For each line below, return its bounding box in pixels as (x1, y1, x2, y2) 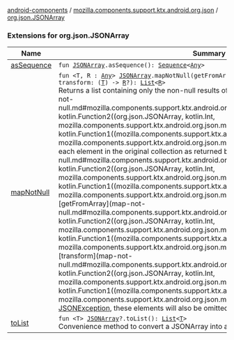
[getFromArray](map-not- (58, 199, 146, 208)
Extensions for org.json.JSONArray (7, 31, 130, 40)
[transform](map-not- (58, 251, 133, 261)
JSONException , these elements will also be (58, 303, 202, 313)
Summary (192, 49, 226, 59)
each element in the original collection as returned (58, 146, 223, 156)
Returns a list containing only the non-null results (58, 86, 220, 95)
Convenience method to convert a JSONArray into (58, 322, 223, 332)
